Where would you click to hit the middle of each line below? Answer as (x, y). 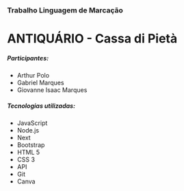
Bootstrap (31, 145)
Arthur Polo (33, 76)
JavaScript (32, 123)
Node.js (28, 131)
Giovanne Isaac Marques (52, 90)
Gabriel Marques (40, 83)
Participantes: (28, 58)
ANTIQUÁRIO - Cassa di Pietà (92, 39)
